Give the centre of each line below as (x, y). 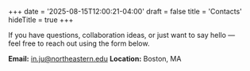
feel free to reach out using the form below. (79, 43)
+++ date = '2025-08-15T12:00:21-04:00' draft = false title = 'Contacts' (125, 11)
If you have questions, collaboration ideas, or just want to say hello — (122, 35)
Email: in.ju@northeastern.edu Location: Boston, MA (95, 59)
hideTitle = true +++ (41, 20)
